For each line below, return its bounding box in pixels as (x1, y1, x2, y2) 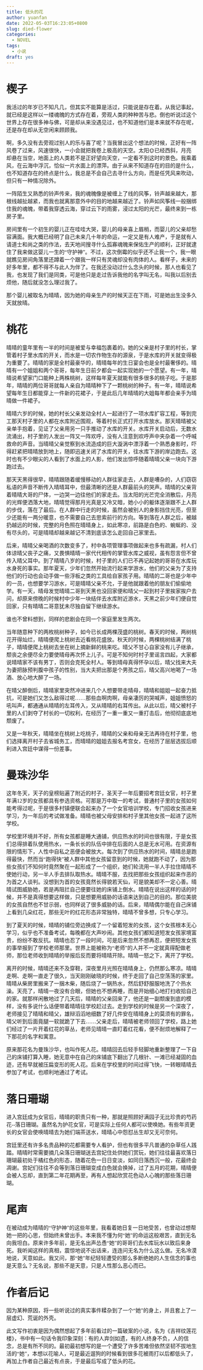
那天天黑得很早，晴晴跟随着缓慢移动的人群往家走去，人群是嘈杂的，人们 (6, 476, 186, 483)
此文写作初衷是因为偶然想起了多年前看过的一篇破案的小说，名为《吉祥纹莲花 (6, 1328, 197, 1335)
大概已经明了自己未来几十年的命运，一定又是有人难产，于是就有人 (32, 234, 197, 240)
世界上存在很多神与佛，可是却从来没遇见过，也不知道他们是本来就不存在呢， (6, 119, 197, 126)
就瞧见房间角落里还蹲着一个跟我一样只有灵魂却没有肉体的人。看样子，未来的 (6, 256, 197, 263)
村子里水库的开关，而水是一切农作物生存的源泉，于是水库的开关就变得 (16, 352, 192, 359)
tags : (6, 43, 20, 49)
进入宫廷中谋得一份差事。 (11, 746, 76, 752)
